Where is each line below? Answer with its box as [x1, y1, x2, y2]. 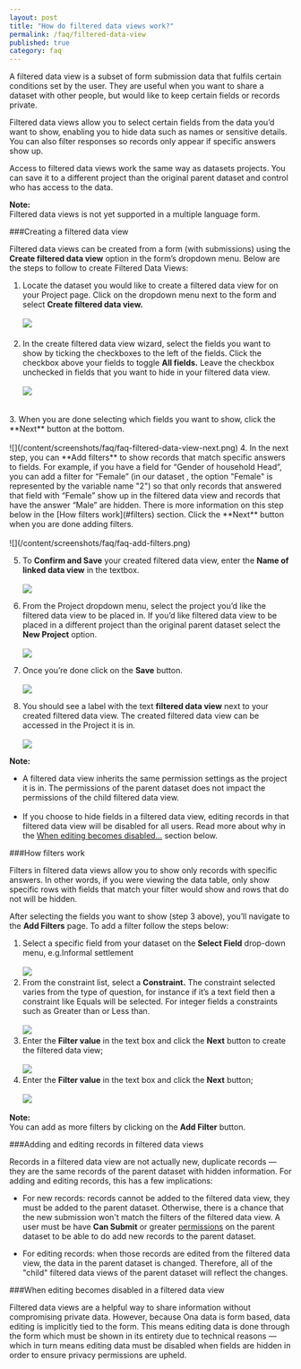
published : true [9, 38, 70, 48]
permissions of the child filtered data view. [21, 793, 179, 803]
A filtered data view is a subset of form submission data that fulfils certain [9, 71, 282, 82]
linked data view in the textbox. [21, 565, 140, 576]
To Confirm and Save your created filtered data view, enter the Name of [21, 555, 289, 566]
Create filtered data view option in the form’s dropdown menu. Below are [9, 253, 280, 264]
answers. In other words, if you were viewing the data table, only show [9, 875, 271, 886]
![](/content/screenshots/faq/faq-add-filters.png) [9, 538, 191, 549]
